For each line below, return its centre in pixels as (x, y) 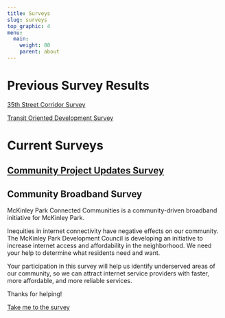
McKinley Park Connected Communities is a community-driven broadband (112, 210)
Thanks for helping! (35, 294)
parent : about (39, 52)
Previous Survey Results (78, 86)
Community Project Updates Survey (86, 171)
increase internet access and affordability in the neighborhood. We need (109, 246)
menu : (15, 33)
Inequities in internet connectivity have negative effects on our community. (113, 231)
